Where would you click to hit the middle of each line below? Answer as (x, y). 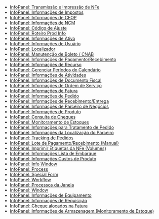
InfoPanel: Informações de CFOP (43, 17)
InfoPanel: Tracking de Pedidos (41, 138)
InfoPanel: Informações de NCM (42, 23)
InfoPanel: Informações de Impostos (47, 12)
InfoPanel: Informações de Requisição (48, 201)
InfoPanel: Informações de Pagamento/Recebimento (63, 59)
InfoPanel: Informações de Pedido (44, 96)
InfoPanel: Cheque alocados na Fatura (49, 206)
